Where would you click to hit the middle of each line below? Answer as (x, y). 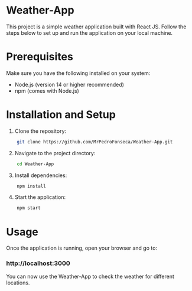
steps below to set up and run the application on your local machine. (90, 32)
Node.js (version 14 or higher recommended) (69, 84)
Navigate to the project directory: (55, 153)
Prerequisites (40, 57)
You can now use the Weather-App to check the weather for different (90, 276)
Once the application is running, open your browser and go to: (82, 248)
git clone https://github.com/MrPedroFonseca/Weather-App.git (95, 142)
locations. (18, 282)
